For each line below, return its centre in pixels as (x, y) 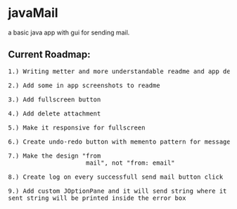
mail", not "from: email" (130, 163)
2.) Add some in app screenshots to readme (84, 85)
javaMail (33, 13)
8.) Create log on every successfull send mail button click (116, 177)
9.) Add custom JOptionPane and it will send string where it (117, 191)
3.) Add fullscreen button (55, 99)
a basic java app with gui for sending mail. (69, 32)
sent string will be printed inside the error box (97, 198)
